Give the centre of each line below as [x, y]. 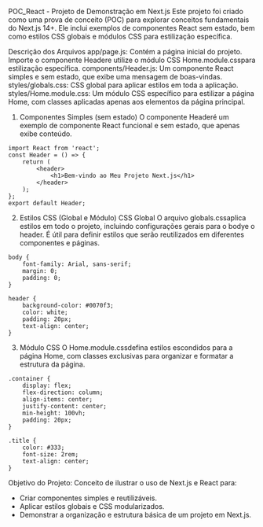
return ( [37, 162]
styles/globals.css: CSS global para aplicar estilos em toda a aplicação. [123, 85]
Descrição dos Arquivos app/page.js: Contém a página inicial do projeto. [125, 52]
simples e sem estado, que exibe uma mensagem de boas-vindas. [115, 77]
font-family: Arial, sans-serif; [77, 264]
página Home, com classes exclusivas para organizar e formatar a [126, 356]
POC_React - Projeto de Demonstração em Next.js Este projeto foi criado [126, 11]
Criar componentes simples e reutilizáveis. [88, 498]
